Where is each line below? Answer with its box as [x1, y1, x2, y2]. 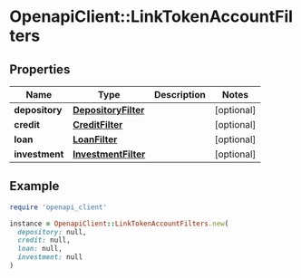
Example [9, 178, 60, 194]
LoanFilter [72, 133, 118, 146]
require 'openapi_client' [9, 202, 107, 212]
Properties [9, 62, 71, 77]
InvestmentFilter [72, 148, 146, 160]
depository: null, [17, 227, 88, 236]
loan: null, [17, 244, 63, 254]
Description [153, 89, 206, 101]
